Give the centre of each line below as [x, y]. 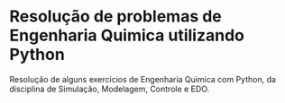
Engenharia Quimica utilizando [127, 35]
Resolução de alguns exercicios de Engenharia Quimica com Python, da [143, 79]
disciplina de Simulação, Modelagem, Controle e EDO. [110, 89]
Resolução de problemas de [116, 17]
